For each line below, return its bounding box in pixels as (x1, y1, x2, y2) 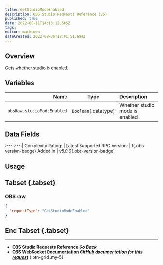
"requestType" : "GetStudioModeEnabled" (9, 209, 90, 214)
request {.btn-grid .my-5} (12, 254, 64, 260)
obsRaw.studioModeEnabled (7, 108, 67, 114)
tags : (5, 25, 16, 30)
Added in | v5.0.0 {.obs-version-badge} (37, 148, 115, 154)
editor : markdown (5, 30, 40, 34)
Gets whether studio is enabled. (5, 65, 69, 71)
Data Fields (5, 130, 40, 138)
